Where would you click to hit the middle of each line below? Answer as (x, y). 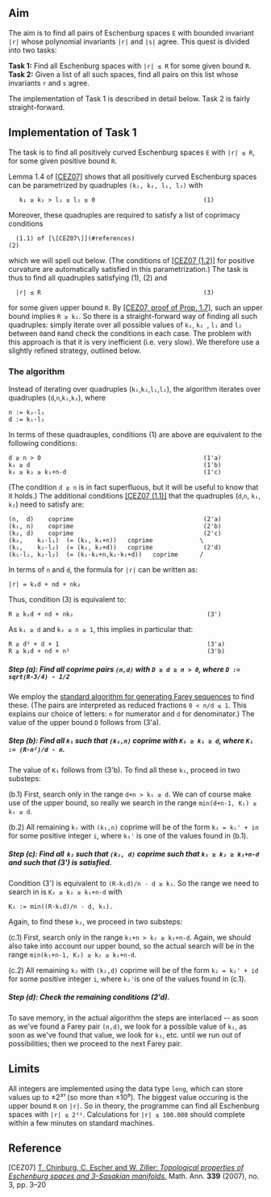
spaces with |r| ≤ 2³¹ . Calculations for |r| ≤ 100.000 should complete (127, 1114)
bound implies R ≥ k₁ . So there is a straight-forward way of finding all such (133, 316)
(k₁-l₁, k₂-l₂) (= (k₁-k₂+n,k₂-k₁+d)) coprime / (106, 554)
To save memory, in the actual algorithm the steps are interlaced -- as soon (133, 1017)
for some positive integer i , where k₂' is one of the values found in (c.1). (127, 978)
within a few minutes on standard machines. (81, 1123)
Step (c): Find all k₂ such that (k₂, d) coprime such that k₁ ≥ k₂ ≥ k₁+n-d (134, 854)
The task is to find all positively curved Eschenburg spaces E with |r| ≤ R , (132, 152)
